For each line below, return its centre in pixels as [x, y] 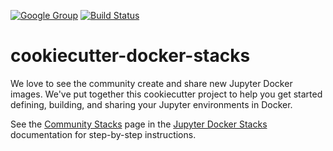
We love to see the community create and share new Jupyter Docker [151, 83]
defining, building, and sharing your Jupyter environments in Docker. [151, 104]
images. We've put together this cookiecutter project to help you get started [166, 94]
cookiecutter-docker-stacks [130, 56]
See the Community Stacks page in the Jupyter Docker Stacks [139, 124]
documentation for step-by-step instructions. [103, 134]
